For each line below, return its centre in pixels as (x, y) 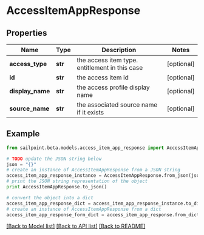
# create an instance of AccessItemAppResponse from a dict (84, 209)
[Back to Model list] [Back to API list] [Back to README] (76, 226)
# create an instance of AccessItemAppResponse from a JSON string (93, 170)
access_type (28, 64)
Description (119, 50)
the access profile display (113, 87)
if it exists (90, 112)
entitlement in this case (110, 68)
